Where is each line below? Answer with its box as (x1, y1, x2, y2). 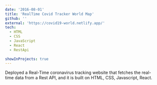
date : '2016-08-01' (5, 7, 45, 12)
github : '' (5, 16, 27, 21)
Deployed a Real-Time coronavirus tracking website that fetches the (5, 70, 141, 75)
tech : (5, 25, 16, 30)
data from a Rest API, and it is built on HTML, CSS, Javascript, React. (15, 75, 153, 81)
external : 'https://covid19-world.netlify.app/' (5, 20, 105, 26)
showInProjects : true (5, 57, 49, 61)
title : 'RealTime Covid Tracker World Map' (5, 12, 94, 16)
